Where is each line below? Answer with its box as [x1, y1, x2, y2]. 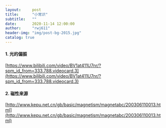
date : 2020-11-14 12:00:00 [5, 21, 75, 26]
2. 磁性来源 [5, 90, 28, 96]
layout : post [5, 7, 41, 12]
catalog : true [5, 35, 35, 40]
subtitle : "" [5, 16, 37, 21]
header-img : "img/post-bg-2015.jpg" [5, 30, 81, 35]
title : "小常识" [5, 12, 48, 17]
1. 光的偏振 [5, 51, 27, 57]
